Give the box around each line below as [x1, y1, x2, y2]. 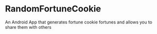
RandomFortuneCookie [5, 3, 101, 14]
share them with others [5, 24, 52, 30]
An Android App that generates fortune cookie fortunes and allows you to [5, 19, 153, 25]
